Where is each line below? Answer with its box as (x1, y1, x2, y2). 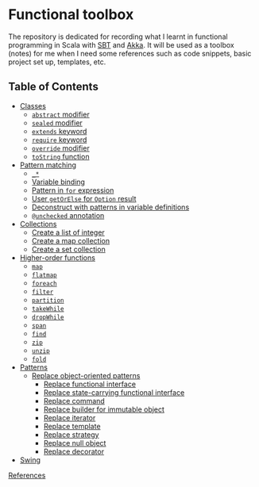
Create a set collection (31, 244, 106, 254)
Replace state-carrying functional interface (43, 387, 185, 397)
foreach (31, 279, 57, 287)
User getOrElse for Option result (31, 194, 137, 203)
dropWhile (31, 313, 65, 321)
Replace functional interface (43, 379, 137, 389)
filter (31, 288, 54, 296)
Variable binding (31, 177, 86, 186)
